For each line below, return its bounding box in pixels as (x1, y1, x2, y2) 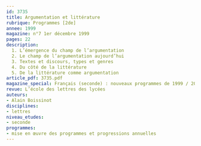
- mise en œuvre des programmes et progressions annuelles (6, 131, 157, 137)
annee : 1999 (6, 25, 36, 32)
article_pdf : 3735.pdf (6, 75, 63, 81)
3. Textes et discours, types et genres (11, 58, 114, 64)
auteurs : (6, 92, 28, 98)
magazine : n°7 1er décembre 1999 (6, 31, 90, 37)
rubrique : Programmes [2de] (6, 20, 77, 26)
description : (6, 42, 39, 48)
